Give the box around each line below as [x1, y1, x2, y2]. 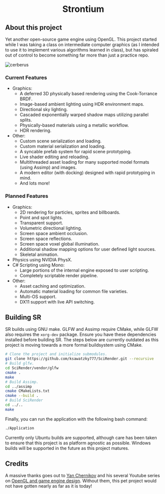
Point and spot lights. [19, 214, 63, 220]
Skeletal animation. [19, 251, 58, 257]
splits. [19, 117, 32, 123]
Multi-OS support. [19, 294, 57, 300]
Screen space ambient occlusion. [19, 230, 88, 236]
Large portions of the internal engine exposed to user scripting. [19, 267, 149, 273]
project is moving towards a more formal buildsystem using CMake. [5, 342, 143, 348]
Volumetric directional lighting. [19, 225, 82, 231]
